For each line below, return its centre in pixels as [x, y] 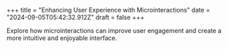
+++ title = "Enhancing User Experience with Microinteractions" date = [108, 10]
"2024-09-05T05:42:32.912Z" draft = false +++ [76, 17]
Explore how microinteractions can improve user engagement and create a [114, 31]
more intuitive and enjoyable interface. [62, 38]
